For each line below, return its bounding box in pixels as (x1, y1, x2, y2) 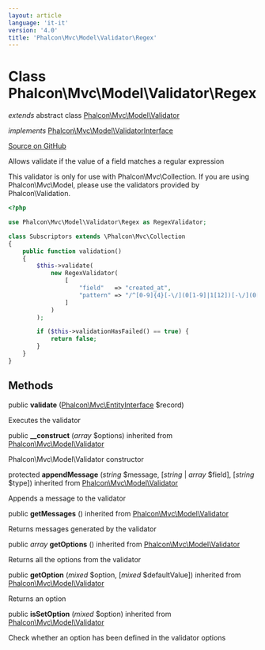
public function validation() (22, 247, 123, 255)
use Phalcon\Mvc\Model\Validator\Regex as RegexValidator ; (8, 218, 207, 226)
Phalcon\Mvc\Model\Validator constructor (8, 454, 144, 463)
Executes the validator (8, 415, 81, 425)
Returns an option (8, 594, 66, 603)
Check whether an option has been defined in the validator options (8, 633, 226, 642)
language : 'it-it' (8, 19, 69, 27)
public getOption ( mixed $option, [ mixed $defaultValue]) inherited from (8, 570, 241, 580)
